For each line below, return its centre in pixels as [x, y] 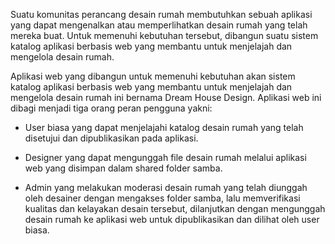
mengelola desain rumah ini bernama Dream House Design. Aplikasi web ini [166, 97]
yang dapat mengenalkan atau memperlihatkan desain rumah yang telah [159, 25]
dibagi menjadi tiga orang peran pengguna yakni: [111, 108]
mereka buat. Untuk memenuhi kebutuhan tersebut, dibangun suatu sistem [164, 35]
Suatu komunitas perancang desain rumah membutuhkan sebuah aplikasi [161, 14]
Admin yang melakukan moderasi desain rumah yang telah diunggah [166, 187]
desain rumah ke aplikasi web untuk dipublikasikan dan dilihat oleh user [172, 219]
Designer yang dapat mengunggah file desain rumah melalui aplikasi [165, 157]
